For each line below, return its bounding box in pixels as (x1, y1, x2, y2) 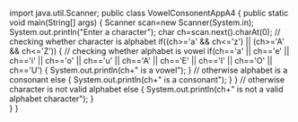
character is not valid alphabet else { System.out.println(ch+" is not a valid (9, 84, 285, 94)
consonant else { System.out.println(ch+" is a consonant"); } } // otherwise (9, 74, 285, 84)
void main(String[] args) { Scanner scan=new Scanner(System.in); (9, 17, 254, 28)
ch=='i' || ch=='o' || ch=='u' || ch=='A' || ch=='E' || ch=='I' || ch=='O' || (9, 56, 273, 65)
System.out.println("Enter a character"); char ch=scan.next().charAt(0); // (9, 27, 281, 37)
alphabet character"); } (9, 93, 94, 104)
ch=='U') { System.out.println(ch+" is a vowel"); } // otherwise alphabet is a (9, 65, 288, 75)
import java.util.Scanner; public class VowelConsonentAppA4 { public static (9, 8, 289, 18)
